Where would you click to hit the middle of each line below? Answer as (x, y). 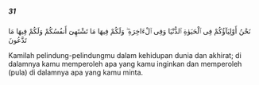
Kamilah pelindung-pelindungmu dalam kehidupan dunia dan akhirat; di (125, 55)
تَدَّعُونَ (18, 40)
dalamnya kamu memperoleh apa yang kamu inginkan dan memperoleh (125, 64)
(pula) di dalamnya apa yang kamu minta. (76, 72)
